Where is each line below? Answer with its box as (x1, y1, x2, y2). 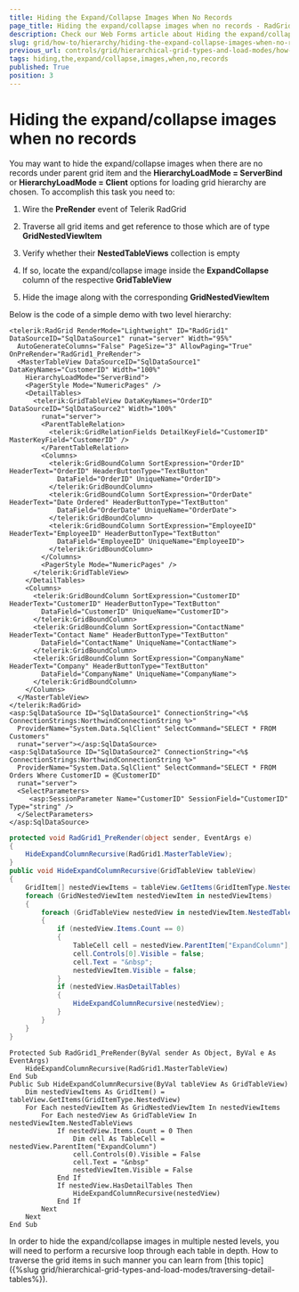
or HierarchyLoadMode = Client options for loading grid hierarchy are (9, 177, 267, 187)
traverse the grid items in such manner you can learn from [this (9, 1255, 241, 1265)
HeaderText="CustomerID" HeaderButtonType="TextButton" (9, 599, 221, 608)
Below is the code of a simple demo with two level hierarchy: (9, 309, 232, 319)
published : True (9, 63, 69, 72)
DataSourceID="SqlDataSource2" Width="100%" (9, 404, 177, 413)
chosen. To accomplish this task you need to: (9, 186, 175, 197)
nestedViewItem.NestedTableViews (9, 1118, 133, 1128)
